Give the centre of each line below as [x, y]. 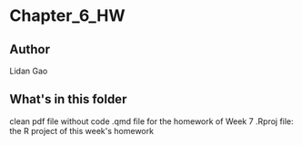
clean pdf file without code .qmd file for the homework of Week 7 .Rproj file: [151, 121]
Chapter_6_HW [67, 16]
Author [30, 49]
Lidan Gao [29, 71]
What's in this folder [68, 99]
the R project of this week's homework [82, 130]
